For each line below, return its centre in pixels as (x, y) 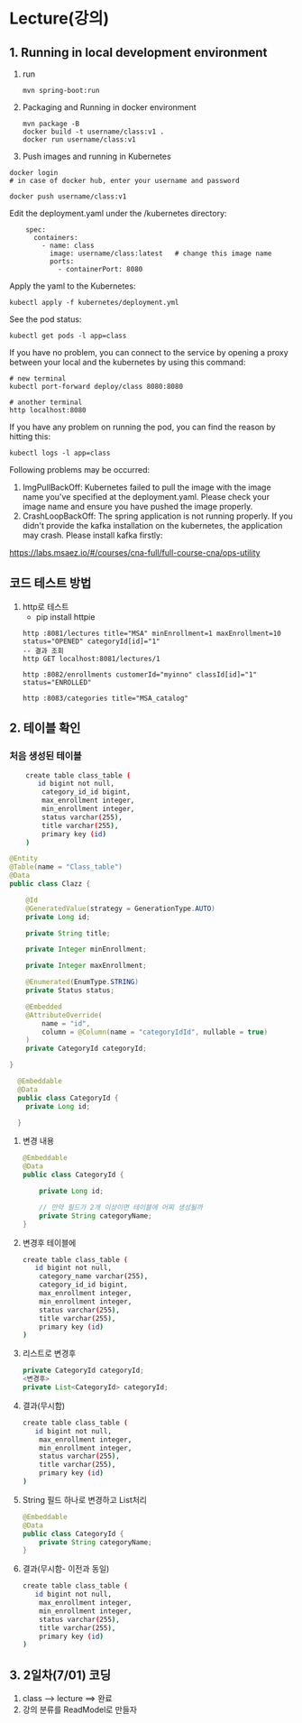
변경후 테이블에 (49, 1242)
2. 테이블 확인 (45, 728)
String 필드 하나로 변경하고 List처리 (84, 1499)
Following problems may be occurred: (80, 470)
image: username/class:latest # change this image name (160, 253)
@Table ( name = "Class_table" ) (66, 867)
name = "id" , (66, 1023)
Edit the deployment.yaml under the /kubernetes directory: (118, 213)
